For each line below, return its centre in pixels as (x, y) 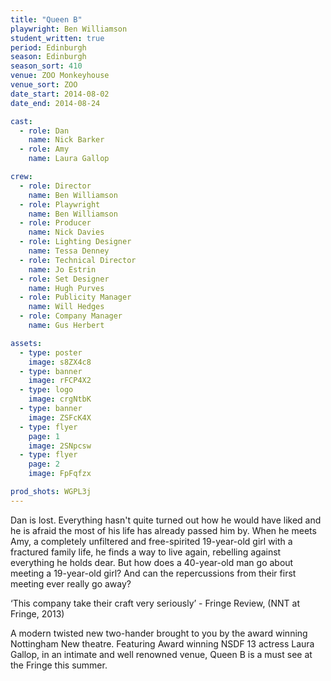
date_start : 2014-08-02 (60, 94)
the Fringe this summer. (59, 665)
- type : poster (51, 352)
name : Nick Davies (66, 232)
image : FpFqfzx (60, 474)
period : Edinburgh (48, 47)
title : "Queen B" (46, 19)
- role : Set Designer (64, 279)
